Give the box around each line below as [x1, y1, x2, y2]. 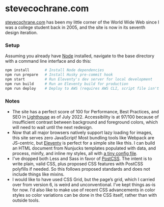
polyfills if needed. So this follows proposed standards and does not [12, 166, 151, 172]
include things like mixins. [12, 171, 65, 177]
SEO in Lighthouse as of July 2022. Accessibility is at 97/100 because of [12, 114, 159, 120]
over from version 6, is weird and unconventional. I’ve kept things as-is [12, 181, 156, 187]
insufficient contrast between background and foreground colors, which [12, 119, 158, 125]
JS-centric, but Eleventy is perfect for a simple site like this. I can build [12, 140, 155, 146]
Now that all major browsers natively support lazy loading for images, [12, 129, 153, 135]
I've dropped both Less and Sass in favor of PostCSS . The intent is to [12, 155, 152, 161]
